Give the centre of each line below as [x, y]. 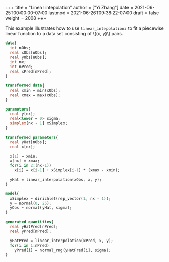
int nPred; [22, 67]
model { [12, 193]
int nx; [18, 62]
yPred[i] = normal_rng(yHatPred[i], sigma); [63, 250]
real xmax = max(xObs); [35, 95]
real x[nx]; [23, 147]
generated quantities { [29, 222]
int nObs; [20, 48]
